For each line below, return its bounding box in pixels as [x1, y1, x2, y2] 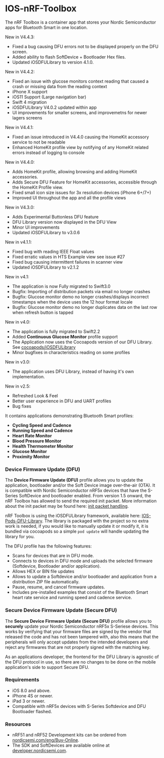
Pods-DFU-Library [5, 518, 43, 524]
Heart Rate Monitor [12, 432, 52, 438]
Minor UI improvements [12, 224, 60, 230]
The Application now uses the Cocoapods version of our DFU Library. [12, 339, 153, 345]
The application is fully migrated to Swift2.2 [12, 328, 100, 334]
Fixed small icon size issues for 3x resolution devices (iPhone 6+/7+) [12, 189, 151, 195]
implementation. [12, 373, 45, 379]
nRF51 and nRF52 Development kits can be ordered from [12, 732, 127, 738]
